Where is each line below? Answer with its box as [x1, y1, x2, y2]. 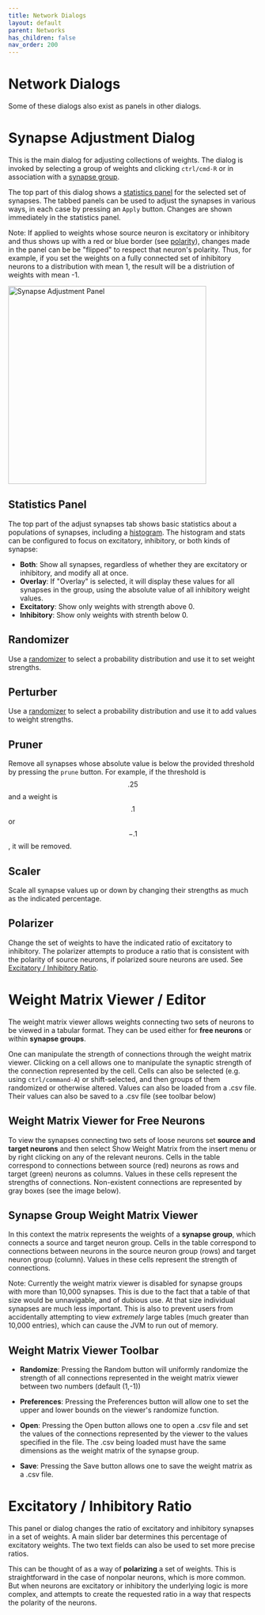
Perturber [8, 686, 58, 699]
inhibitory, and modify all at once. [19, 568, 129, 577]
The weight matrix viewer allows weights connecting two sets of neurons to [8, 1017, 255, 1027]
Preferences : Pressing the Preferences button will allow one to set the [19, 1397, 249, 1407]
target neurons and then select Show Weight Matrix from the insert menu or [8, 1144, 257, 1153]
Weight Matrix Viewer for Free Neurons [8, 1114, 206, 1128]
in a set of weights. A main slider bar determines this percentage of [8, 1532, 228, 1541]
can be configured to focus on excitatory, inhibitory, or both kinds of [8, 535, 231, 545]
